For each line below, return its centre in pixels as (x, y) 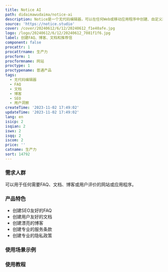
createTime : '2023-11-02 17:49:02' (42, 108)
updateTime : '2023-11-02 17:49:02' (42, 112)
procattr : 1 (17, 47)
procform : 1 (17, 56)
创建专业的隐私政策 (32, 235)
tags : (11, 75)
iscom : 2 (14, 140)
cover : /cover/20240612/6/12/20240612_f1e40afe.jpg (60, 29)
